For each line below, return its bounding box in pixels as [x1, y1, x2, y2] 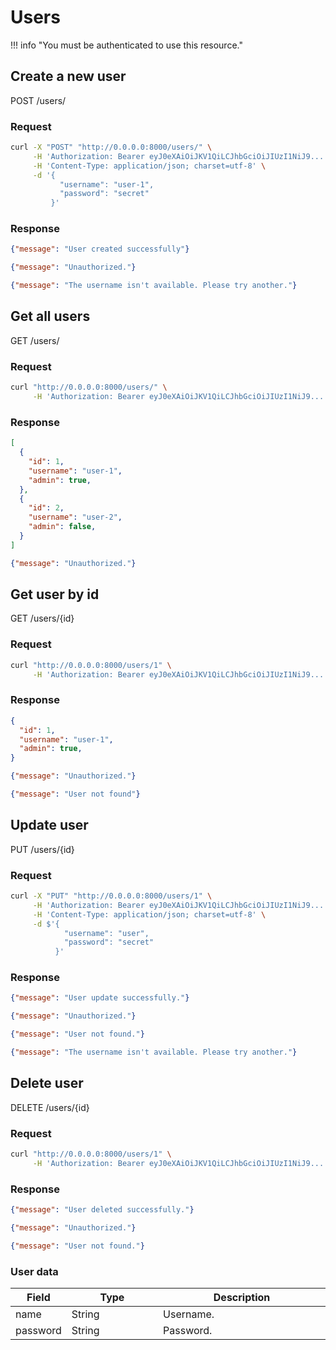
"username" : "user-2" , [28, 512, 123, 523]
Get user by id [10, 586, 100, 603]
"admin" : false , [28, 522, 97, 532]
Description [213, 1291, 271, 1305]
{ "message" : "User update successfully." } [10, 993, 190, 1003]
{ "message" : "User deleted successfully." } [10, 1205, 195, 1215]
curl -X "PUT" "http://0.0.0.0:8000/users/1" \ [10, 891, 213, 901]
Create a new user [10, 68, 127, 85]
